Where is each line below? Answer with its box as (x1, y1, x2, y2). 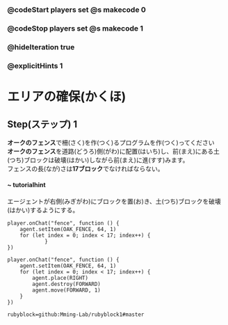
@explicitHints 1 (7, 61, 63, 70)
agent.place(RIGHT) (32, 274, 89, 281)
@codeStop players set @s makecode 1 (7, 23, 144, 33)
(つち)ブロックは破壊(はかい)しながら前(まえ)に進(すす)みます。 (7, 155, 189, 164)
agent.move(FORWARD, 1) (32, 287, 101, 294)
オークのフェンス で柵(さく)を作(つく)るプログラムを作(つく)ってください (7, 138, 215, 147)
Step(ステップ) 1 (7, 118, 78, 130)
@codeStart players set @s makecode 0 (7, 5, 146, 15)
